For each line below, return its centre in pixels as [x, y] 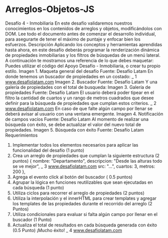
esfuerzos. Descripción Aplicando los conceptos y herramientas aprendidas [84, 44]
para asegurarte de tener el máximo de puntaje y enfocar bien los [73, 39]
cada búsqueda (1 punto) [38, 187]
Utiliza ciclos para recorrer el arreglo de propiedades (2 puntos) [78, 193]
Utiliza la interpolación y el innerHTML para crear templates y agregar [85, 198]
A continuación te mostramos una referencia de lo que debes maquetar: [79, 60]
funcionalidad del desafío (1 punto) [48, 150]
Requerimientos [22, 135]
